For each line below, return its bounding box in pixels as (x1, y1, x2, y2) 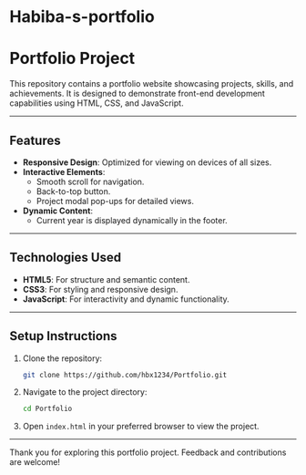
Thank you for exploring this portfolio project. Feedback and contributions (9, 447, 287, 458)
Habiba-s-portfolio (9, 6, 155, 27)
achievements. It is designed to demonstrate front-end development (9, 88, 266, 99)
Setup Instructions (9, 328, 117, 344)
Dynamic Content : (22, 205, 94, 216)
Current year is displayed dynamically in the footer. (36, 214, 228, 225)
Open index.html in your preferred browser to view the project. (22, 421, 260, 432)
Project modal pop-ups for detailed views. (36, 195, 194, 206)
